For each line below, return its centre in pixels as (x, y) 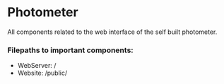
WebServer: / (37, 66)
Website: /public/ (42, 73)
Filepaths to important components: (71, 50)
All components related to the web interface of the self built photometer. (112, 32)
